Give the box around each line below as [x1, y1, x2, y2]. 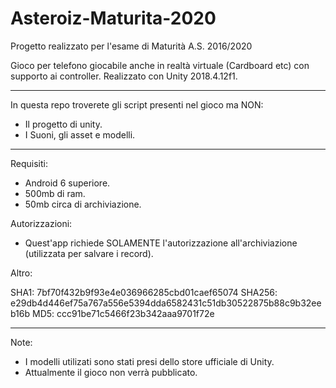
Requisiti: [10, 157, 48, 169]
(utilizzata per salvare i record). [24, 247, 154, 259]
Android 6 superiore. [24, 177, 111, 189]
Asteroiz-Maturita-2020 [10, 7, 217, 30]
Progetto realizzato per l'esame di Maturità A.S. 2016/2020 [10, 40, 253, 52]
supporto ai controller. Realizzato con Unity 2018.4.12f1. [10, 70, 238, 82]
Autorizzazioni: [10, 217, 73, 229]
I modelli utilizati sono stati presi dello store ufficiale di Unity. [24, 355, 275, 367]
